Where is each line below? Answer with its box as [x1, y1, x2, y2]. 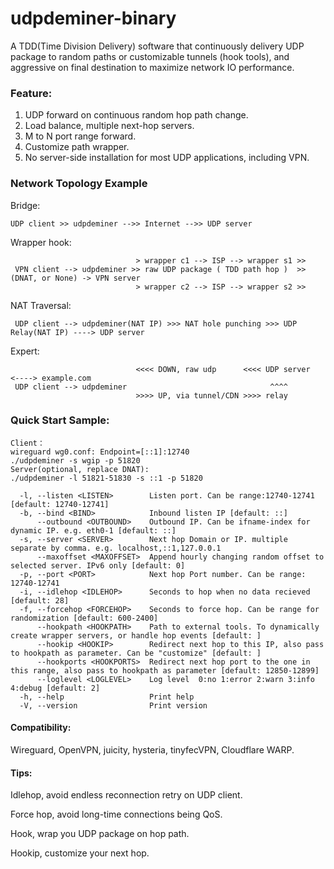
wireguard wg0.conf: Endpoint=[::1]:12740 [10, 447, 190, 457]
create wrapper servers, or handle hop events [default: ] [10, 630, 262, 641]
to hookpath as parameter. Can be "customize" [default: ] [10, 648, 262, 658]
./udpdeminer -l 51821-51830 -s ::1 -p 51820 [10, 473, 203, 483]
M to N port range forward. [24, 130, 137, 142]
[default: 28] [10, 595, 70, 606]
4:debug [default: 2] [10, 683, 101, 693]
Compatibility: [10, 722, 72, 734]
